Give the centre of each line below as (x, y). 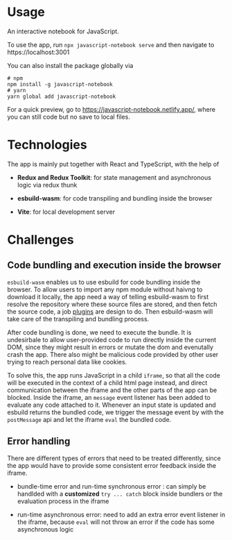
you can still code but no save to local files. (69, 117)
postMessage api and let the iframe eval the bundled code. (89, 419)
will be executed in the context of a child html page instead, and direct (107, 382)
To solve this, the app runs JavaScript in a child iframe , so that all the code (114, 375)
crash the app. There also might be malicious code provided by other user (113, 354)
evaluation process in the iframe (63, 501)
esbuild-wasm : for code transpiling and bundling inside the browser (115, 198)
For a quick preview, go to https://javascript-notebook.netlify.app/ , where (111, 109)
